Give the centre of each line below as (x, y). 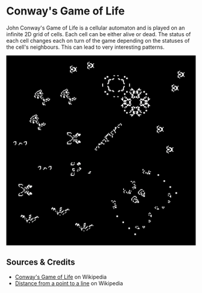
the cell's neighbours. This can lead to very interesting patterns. (85, 47)
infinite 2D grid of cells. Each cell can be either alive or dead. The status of (99, 34)
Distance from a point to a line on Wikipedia (69, 283)
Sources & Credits (41, 263)
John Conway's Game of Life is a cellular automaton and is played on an (96, 28)
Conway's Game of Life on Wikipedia (61, 277)
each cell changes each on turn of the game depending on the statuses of (98, 40)
